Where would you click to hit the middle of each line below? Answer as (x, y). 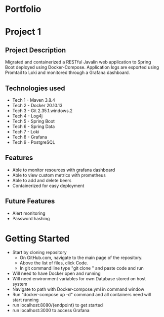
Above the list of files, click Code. (54, 263)
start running (25, 300)
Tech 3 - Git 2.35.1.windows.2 (42, 111)
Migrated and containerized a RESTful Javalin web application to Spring (78, 62)
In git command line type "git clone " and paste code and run (82, 268)
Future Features (30, 201)
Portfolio (23, 9)
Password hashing (31, 218)
